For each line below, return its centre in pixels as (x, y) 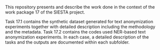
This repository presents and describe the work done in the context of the (80, 7)
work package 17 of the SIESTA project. (45, 12)
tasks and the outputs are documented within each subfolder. (67, 42)
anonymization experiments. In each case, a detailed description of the (77, 37)
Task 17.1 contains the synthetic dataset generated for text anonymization (79, 22)
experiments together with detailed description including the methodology (80, 27)
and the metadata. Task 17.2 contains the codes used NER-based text (76, 32)
